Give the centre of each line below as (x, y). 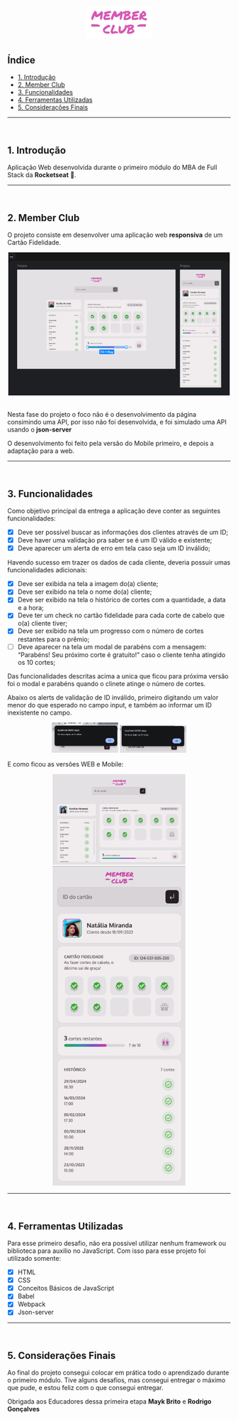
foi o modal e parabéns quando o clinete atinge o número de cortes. (107, 683)
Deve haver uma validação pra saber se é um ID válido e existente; (115, 540)
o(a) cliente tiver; (42, 624)
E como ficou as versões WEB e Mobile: (66, 764)
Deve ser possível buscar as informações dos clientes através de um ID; (123, 532)
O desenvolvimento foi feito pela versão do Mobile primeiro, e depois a (110, 444)
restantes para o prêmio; (53, 639)
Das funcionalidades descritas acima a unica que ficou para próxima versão (118, 676)
